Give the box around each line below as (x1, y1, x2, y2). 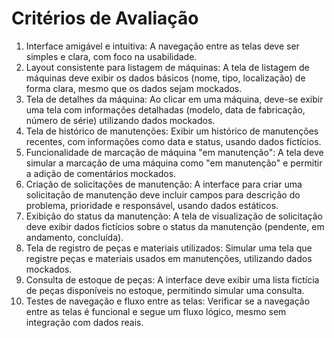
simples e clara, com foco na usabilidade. (25, 50, 198, 62)
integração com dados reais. (25, 316, 144, 328)
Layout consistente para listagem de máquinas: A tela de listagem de (25, 61, 310, 73)
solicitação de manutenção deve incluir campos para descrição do (25, 188, 301, 201)
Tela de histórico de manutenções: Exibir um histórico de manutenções (25, 125, 319, 137)
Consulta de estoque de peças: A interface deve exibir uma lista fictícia (25, 273, 320, 286)
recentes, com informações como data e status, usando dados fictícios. (25, 135, 322, 147)
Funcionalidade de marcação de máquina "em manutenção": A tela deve (25, 146, 324, 158)
